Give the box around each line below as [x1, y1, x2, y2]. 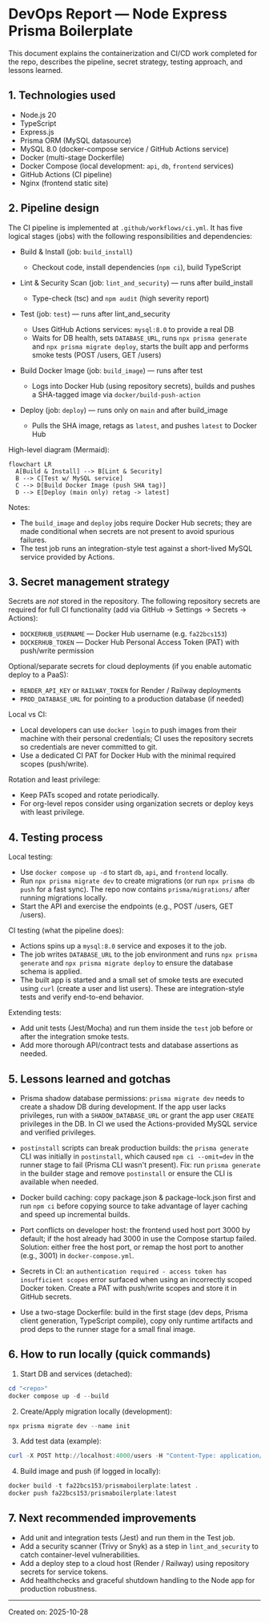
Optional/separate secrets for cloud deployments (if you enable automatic [8, 662, 252, 671]
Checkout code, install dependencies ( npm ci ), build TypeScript [31, 262, 242, 272]
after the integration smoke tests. [19, 1032, 130, 1042]
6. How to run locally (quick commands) [8, 1348, 211, 1362]
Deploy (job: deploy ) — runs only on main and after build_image [19, 405, 228, 415]
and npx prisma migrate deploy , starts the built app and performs [31, 342, 249, 351]
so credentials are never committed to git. [19, 743, 158, 752]
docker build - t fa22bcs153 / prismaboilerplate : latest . [8, 1482, 199, 1490]
